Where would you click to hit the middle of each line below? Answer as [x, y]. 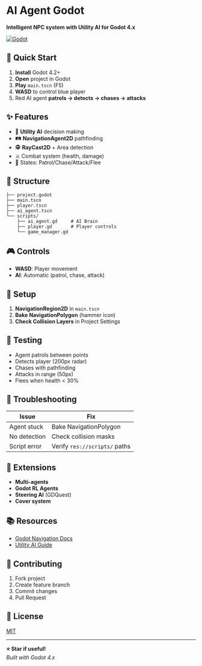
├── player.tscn [26, 206]
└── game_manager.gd [43, 232]
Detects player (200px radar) [51, 361]
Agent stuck [26, 427]
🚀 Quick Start [32, 58]
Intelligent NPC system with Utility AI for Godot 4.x [71, 27]
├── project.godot [29, 195]
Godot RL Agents [37, 488]
